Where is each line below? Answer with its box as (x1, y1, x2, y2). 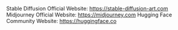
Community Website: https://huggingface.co (6, 18, 116, 24)
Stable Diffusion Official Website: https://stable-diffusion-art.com (6, 5, 168, 12)
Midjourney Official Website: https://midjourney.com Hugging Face (6, 11, 173, 18)
